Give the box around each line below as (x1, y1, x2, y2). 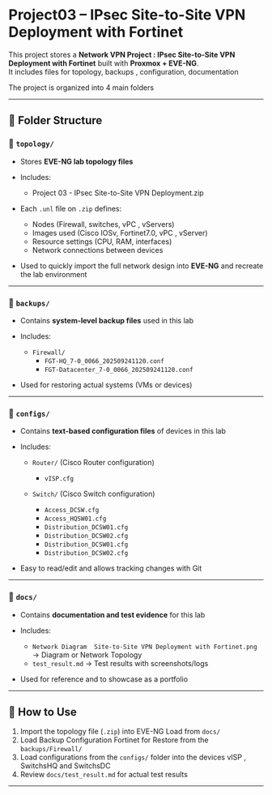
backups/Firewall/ (19, 746, 83, 754)
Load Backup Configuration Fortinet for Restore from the (19, 735, 209, 745)
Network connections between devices (32, 245, 164, 254)
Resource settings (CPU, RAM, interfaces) (32, 237, 172, 246)
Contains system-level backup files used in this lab (19, 315, 194, 325)
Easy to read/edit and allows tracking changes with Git (19, 563, 202, 573)
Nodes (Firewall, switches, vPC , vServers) (32, 219, 175, 229)
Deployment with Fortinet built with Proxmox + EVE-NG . (8, 58, 199, 68)
